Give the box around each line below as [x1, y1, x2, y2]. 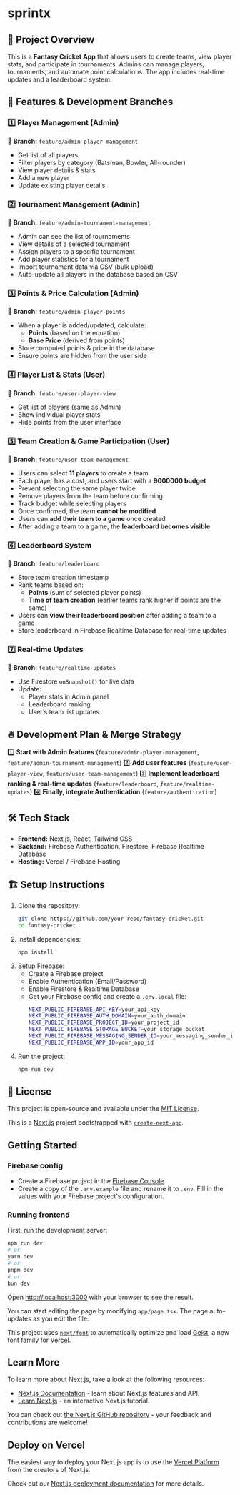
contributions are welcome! [7, 1418, 88, 1427]
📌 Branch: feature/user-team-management [7, 455, 129, 463]
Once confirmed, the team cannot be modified [17, 506, 156, 515]
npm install [17, 949, 54, 956]
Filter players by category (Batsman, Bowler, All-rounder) [17, 158, 186, 167]
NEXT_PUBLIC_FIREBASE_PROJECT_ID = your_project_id [28, 1019, 180, 1027]
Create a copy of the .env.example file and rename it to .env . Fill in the [17, 1185, 224, 1193]
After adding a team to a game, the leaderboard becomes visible [17, 522, 211, 531]
